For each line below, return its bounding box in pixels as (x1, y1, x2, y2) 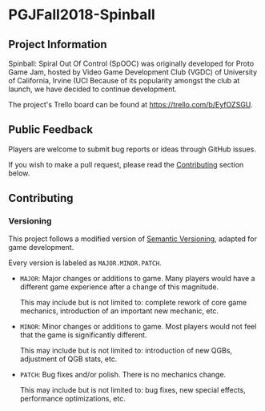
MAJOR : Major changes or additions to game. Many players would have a (19, 273, 255, 283)
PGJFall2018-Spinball (8, 6, 156, 24)
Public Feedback (8, 123, 94, 137)
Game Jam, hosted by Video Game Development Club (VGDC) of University (8, 67, 258, 77)
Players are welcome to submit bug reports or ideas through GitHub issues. (8, 144, 256, 154)
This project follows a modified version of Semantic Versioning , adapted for (8, 234, 258, 244)
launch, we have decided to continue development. (8, 84, 178, 94)
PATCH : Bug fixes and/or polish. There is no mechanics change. (19, 369, 227, 379)
